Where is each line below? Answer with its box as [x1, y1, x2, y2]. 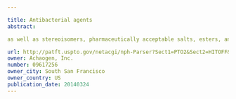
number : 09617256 [7, 61, 58, 69]
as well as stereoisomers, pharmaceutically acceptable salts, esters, [7, 36, 221, 43]
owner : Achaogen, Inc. [7, 55, 74, 62]
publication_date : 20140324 [7, 81, 90, 88]
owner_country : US [7, 74, 61, 81]
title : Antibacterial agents [7, 16, 93, 23]
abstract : [7, 22, 37, 30]
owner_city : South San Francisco [7, 68, 105, 75]
